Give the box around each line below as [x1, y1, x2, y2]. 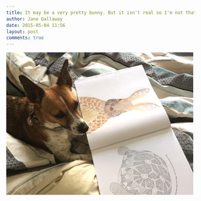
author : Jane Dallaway [6, 16, 63, 22]
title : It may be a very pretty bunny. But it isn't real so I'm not [6, 10, 184, 16]
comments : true [6, 35, 44, 41]
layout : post [6, 29, 39, 35]
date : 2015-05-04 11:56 [6, 22, 66, 28]
